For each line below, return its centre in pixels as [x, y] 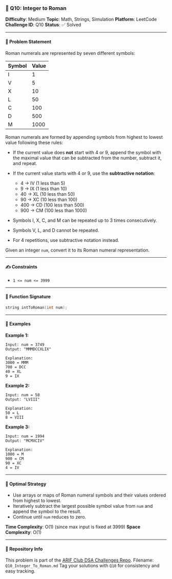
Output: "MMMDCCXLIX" [28, 349]
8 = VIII [15, 417]
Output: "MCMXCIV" [25, 441]
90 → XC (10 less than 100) [49, 199]
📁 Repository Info [24, 549]
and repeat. [25, 163]
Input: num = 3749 [25, 345]
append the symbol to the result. [47, 511]
